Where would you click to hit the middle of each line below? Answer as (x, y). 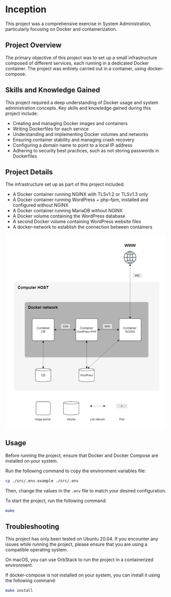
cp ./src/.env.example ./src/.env (42, 481)
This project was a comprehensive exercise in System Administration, (78, 24)
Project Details (29, 172)
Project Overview (33, 45)
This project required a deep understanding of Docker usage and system (82, 102)
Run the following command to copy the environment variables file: (76, 471)
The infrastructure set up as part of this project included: (65, 184)
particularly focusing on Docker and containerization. (61, 29)
